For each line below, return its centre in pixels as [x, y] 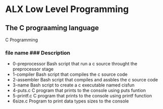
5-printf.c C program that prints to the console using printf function [82, 96]
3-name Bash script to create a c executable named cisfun [73, 85]
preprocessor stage [33, 69]
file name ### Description [38, 53]
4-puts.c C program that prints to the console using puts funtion [79, 90]
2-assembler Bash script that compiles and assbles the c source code [85, 80]
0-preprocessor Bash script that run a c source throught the [75, 64]
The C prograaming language [52, 28]
